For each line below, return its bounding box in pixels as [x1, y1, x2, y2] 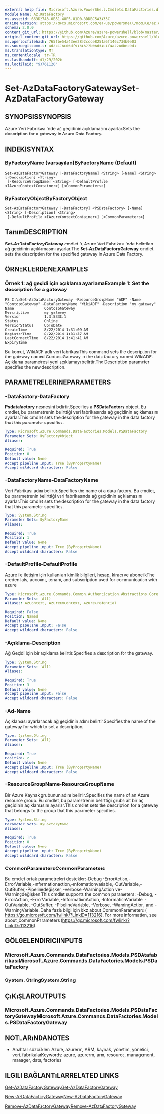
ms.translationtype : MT [5, 48, 54, 53]
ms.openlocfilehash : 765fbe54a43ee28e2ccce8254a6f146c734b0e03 [5, 39, 137, 44]
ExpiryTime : [5, 340, 42, 345]
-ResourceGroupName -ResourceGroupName [5, 781, 115, 788]
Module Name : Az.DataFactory [5, 12, 64, 17]
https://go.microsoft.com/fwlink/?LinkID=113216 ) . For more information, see [5, 913, 157, 918]
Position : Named [5, 614, 38, 619]
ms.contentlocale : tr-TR [5, 52, 56, 58]
